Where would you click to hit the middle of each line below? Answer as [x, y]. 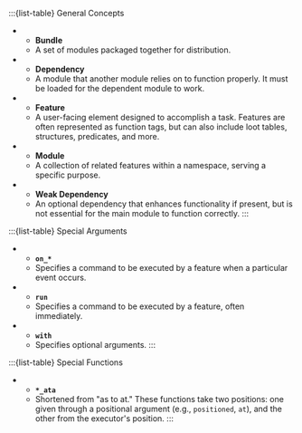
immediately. [59, 316]
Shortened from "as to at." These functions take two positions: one [159, 399]
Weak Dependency [72, 194]
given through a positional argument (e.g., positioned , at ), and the [158, 409]
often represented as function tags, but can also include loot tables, [161, 127]
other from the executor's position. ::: [104, 419]
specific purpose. [68, 175]
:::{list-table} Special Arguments [68, 231]
